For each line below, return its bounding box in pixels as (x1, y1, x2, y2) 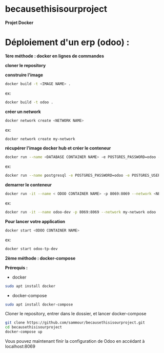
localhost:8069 (5, 344, 36, 349)
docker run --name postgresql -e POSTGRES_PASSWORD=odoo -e (5, 173, 130, 178)
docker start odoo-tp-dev (5, 246, 58, 251)
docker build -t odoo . (5, 99, 54, 105)
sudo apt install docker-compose (5, 302, 73, 307)
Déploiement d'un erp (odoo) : (5, 37, 130, 48)
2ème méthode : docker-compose (5, 255, 76, 261)
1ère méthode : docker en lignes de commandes (5, 53, 104, 59)
